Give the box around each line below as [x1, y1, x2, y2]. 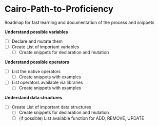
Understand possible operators [4, 59, 69, 65]
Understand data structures [4, 95, 62, 101]
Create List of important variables [11, 44, 79, 50]
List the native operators [11, 69, 61, 74]
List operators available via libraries [11, 79, 83, 86]
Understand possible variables [4, 29, 68, 35]
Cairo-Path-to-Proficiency [4, 3, 114, 15]
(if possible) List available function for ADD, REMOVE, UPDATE [19, 115, 144, 121]
